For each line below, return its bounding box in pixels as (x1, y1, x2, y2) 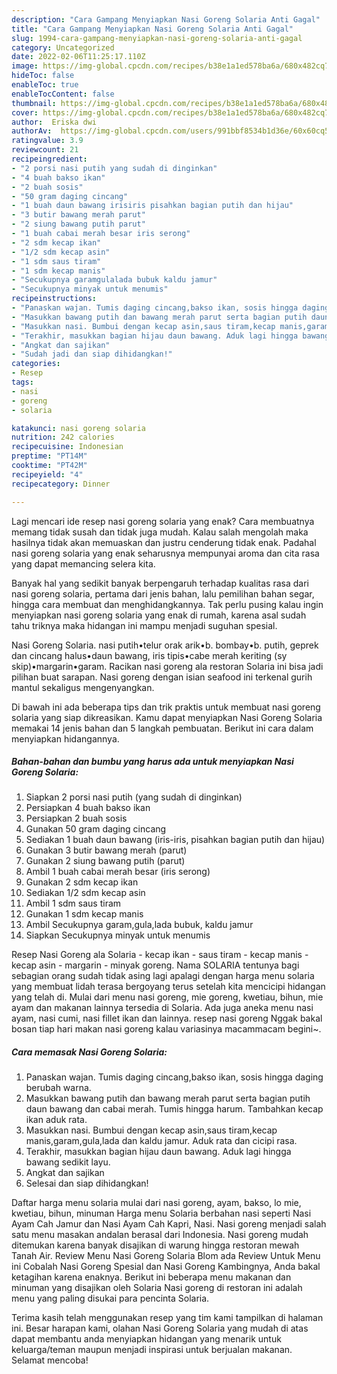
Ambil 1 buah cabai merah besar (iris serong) (25, 866, 211, 878)
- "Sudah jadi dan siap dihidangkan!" (11, 349, 173, 360)
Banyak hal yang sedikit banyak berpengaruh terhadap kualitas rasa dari (11, 577, 309, 589)
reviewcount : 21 (11, 145, 79, 155)
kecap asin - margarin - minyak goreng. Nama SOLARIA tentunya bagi (11, 959, 300, 971)
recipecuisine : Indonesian (11, 442, 124, 452)
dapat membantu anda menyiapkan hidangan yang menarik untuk (11, 1333, 282, 1345)
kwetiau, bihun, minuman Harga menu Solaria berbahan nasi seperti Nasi (11, 1207, 312, 1220)
